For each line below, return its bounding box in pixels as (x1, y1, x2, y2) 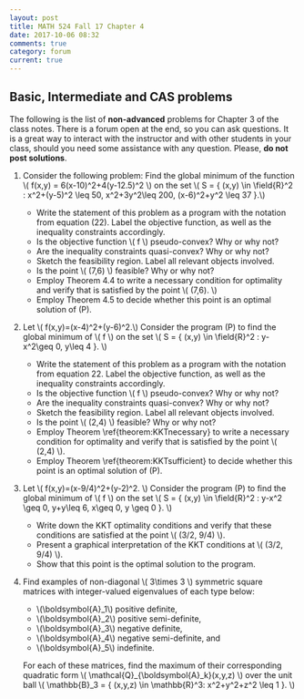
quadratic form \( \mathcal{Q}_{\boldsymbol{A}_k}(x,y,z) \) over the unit (22, 669, 293, 680)
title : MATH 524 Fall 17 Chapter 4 (9, 22, 145, 31)
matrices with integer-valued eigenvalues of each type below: (22, 585, 255, 597)
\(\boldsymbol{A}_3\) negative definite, (35, 622, 183, 633)
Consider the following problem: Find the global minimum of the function (22, 170, 296, 180)
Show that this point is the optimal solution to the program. (35, 558, 257, 570)
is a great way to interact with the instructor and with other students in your (9, 133, 292, 144)
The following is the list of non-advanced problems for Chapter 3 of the (9, 113, 279, 124)
